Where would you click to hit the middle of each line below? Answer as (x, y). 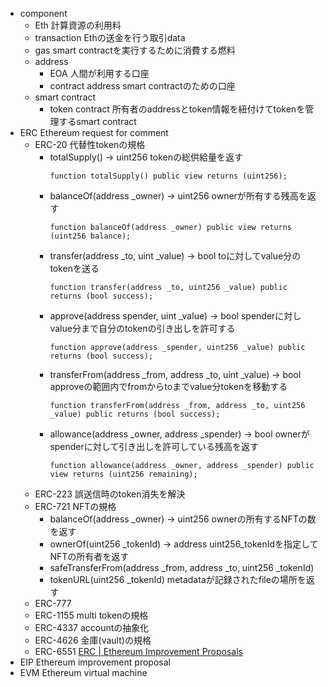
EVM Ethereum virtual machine (83, 672)
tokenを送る (74, 268)
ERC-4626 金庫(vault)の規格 (93, 640)
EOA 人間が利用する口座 (99, 73)
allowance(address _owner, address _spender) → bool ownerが (179, 434)
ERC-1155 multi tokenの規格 (91, 615)
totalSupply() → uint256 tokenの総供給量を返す (146, 157)
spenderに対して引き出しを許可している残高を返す (154, 446)
